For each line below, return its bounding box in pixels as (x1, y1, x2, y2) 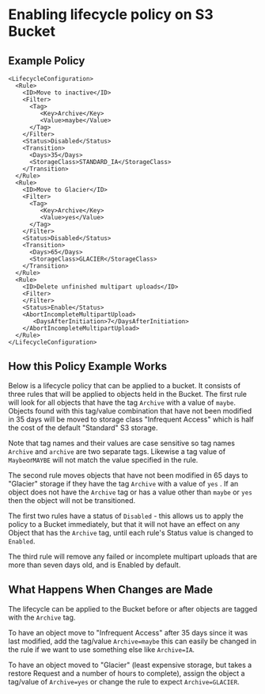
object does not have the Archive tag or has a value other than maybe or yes (8, 487, 253, 497)
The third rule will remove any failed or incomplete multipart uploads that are (8, 551, 258, 561)
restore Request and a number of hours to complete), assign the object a (8, 668, 245, 678)
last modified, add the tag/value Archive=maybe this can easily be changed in (8, 636, 257, 646)
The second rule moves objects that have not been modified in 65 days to (8, 470, 248, 480)
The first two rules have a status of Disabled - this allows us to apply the (8, 511, 244, 520)
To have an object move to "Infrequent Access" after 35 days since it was (8, 627, 248, 637)
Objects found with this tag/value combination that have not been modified (8, 406, 252, 415)
